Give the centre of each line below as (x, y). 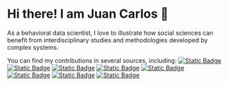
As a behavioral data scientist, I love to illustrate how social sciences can (110, 33)
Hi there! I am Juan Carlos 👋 (88, 14)
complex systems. (33, 47)
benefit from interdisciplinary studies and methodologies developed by (107, 40)
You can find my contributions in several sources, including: (92, 60)
